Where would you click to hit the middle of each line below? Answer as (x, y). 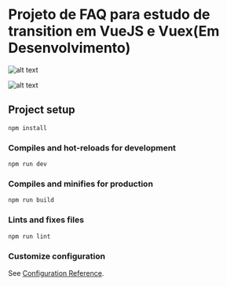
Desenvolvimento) (70, 48)
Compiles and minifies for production (81, 184)
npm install (27, 128)
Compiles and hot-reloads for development (92, 147)
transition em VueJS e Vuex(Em (114, 31)
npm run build (31, 200)
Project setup (42, 110)
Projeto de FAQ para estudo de (109, 15)
